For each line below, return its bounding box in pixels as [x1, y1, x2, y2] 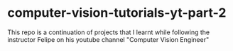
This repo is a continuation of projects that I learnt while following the [7, 28, 210, 36]
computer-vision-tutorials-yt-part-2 [7, 5, 227, 21]
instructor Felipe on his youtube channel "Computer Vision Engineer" [7, 35, 210, 43]
